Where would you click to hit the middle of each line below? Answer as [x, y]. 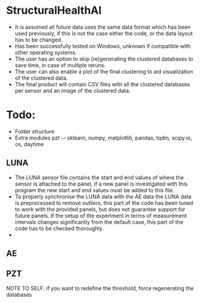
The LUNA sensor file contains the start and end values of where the [99, 177]
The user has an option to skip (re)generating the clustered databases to [104, 59]
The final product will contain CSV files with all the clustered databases [102, 84]
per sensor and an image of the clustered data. [73, 90]
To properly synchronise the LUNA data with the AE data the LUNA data [103, 196]
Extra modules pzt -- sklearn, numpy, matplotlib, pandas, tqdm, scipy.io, [103, 138]
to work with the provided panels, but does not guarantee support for [100, 209]
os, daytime [29, 144]
